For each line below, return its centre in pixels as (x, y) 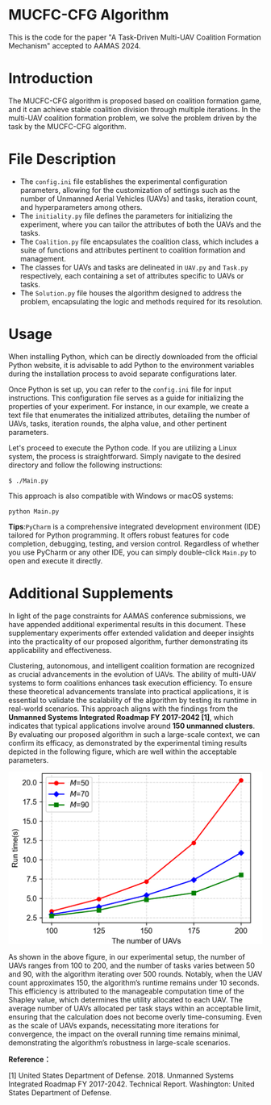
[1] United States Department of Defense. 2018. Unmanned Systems (121, 1075)
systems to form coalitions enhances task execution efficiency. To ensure (130, 683)
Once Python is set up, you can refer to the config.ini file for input (120, 389)
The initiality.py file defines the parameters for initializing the (126, 216)
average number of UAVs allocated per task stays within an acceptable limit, (135, 1008)
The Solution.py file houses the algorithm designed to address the (131, 293)
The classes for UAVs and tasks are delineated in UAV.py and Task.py (134, 267)
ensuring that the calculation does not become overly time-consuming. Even (135, 1017)
